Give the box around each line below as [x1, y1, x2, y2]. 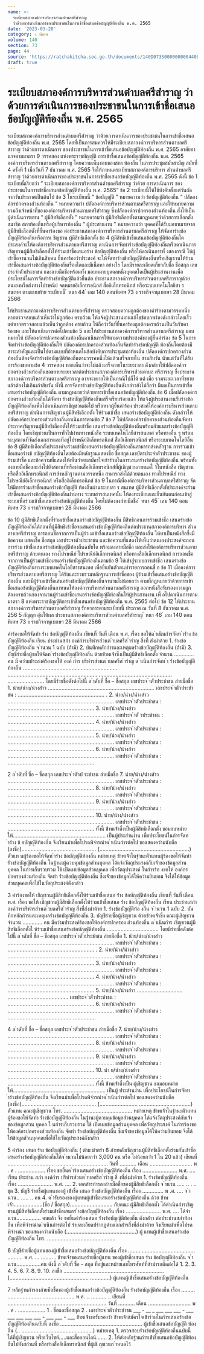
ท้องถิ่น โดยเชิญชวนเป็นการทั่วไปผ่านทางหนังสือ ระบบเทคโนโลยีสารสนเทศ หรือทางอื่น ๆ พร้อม [7, 430, 193, 437]
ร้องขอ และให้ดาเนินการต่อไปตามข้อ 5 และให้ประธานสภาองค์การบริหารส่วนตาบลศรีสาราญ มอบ [7, 327, 194, 335]
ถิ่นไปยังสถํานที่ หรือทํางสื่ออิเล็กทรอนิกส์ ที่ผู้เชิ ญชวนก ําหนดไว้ [7, 1341, 131, 1348]
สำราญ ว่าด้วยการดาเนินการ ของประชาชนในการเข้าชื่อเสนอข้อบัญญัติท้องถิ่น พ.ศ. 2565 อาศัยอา [7, 146, 196, 153]
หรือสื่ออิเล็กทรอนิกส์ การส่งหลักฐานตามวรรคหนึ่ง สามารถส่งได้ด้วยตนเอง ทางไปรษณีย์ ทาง [7, 470, 185, 477]
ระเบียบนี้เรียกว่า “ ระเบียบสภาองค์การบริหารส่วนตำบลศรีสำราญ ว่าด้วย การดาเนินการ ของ [7, 179, 183, 187]
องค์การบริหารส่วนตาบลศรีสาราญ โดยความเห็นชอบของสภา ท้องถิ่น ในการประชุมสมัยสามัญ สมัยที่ [7, 160, 197, 167]
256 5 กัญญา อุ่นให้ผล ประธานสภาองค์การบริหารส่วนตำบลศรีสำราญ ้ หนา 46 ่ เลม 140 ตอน [7, 611, 193, 619]
